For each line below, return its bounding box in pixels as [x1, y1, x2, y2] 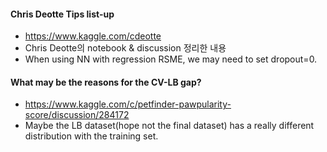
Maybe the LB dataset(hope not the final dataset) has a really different [24, 120, 315, 132]
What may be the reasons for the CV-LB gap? [10, 76, 202, 88]
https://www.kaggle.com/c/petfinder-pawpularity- [24, 98, 232, 110]
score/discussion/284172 [24, 109, 130, 121]
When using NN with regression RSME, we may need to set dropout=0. [24, 53, 318, 65]
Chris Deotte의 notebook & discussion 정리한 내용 [24, 42, 227, 54]
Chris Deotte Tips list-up [10, 8, 115, 20]
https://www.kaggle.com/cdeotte [24, 30, 162, 42]
